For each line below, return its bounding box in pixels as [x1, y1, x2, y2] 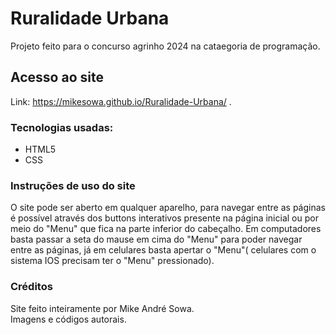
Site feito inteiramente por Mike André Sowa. [10, 302, 195, 314]
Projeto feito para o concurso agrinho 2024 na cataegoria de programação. [10, 40, 321, 52]
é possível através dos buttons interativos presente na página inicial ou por [10, 212, 319, 224]
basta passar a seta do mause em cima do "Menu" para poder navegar [10, 233, 303, 246]
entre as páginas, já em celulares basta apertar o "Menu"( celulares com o [10, 244, 317, 256]
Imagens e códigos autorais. [10, 313, 127, 325]
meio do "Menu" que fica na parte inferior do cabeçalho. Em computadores [10, 223, 322, 235]
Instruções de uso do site [10, 178, 136, 192]
